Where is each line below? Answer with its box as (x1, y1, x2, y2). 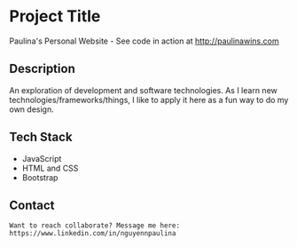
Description (9, 61, 75, 76)
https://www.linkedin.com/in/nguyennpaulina (9, 229, 176, 238)
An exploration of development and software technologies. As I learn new (9, 84, 277, 95)
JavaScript (21, 153, 62, 163)
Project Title (9, 6, 101, 27)
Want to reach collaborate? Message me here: (9, 221, 180, 230)
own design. (9, 104, 55, 115)
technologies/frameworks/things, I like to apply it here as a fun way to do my (9, 94, 289, 105)
